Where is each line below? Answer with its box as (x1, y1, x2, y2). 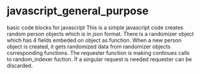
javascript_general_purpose (7, 4, 149, 18)
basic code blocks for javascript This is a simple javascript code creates (7, 24, 183, 31)
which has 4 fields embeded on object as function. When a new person (7, 36, 182, 44)
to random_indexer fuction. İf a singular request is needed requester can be (7, 55, 192, 63)
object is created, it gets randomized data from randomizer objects (7, 43, 171, 50)
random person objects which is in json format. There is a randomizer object (7, 30, 194, 37)
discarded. (7, 61, 33, 69)
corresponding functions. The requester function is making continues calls (7, 49, 190, 56)
